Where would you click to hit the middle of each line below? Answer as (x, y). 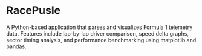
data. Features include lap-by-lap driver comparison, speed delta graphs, (98, 33)
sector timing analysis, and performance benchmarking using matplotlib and (101, 40)
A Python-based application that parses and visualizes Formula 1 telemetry (99, 27)
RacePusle (34, 11)
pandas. (16, 46)
